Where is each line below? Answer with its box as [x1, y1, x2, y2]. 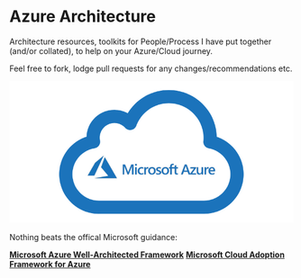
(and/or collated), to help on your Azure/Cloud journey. [9, 45, 214, 56]
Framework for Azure [9, 258, 91, 269]
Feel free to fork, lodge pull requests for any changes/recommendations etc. [9, 63, 293, 74]
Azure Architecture [9, 6, 156, 27]
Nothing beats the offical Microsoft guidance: [9, 231, 178, 242]
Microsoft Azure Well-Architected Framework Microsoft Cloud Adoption [9, 249, 286, 260]
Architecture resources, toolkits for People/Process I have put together [9, 36, 272, 47]
